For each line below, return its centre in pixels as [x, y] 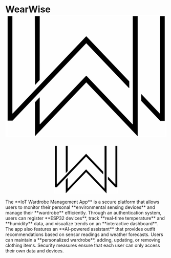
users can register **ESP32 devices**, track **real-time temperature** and [85, 218]
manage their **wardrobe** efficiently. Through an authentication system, [83, 213]
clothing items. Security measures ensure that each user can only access [83, 245]
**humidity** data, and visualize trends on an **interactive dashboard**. [82, 224]
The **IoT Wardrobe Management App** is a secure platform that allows [82, 202]
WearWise [28, 9]
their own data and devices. [35, 251]
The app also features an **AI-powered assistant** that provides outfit [80, 229]
